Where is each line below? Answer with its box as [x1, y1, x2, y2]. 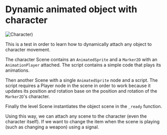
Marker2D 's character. [5, 93, 50, 99]
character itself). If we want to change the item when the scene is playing [5, 118, 160, 124]
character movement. [5, 46, 51, 52]
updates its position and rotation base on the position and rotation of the [5, 88, 157, 94]
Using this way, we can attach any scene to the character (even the [5, 113, 147, 119]
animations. [5, 67, 30, 73]
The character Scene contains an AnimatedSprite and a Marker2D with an [5, 56, 157, 62]
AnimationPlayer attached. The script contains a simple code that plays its [5, 62, 161, 68]
